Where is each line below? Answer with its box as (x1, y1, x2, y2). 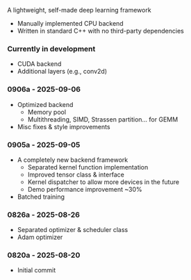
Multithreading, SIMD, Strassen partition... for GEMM (27, 115, 178, 124)
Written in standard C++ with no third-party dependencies (17, 27, 184, 35)
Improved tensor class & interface (27, 170, 125, 179)
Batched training (17, 192, 65, 201)
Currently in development (7, 44, 96, 53)
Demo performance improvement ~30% (27, 185, 142, 193)
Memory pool (27, 108, 67, 116)
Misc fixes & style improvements (17, 122, 110, 131)
